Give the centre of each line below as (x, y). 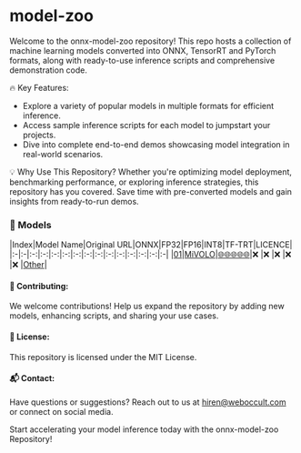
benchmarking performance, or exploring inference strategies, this (134, 182)
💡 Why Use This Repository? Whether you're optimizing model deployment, (151, 171)
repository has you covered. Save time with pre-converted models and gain (151, 191)
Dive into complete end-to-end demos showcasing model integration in (156, 144)
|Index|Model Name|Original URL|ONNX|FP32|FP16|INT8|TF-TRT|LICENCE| (151, 245)
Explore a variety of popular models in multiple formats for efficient (148, 106)
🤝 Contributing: (39, 286)
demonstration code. (49, 70)
